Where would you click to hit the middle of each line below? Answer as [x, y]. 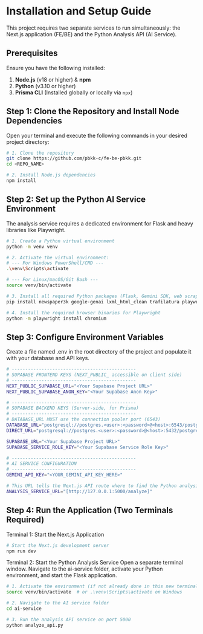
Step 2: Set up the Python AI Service [76, 200]
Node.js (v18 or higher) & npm [53, 79]
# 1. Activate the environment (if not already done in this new [90, 587]
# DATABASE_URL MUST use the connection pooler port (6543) [84, 419]
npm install [21, 181]
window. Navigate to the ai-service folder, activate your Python [85, 569]
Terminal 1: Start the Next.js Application [55, 534]
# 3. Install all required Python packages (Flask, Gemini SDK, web [94, 296]
